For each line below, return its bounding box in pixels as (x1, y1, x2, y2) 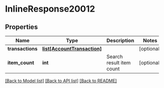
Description (106, 37, 134, 44)
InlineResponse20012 (5, 3, 95, 15)
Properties (5, 23, 38, 31)
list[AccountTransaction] (42, 45, 102, 52)
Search (106, 53, 123, 60)
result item (106, 59, 131, 66)
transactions (7, 45, 38, 52)
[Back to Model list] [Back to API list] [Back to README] (5, 78, 117, 84)
